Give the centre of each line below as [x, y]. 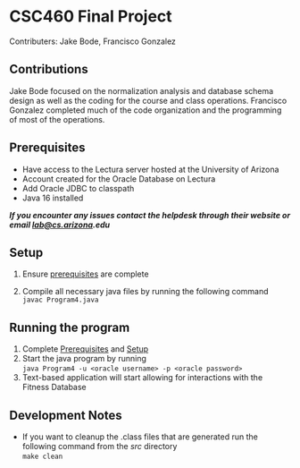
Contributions [49, 69]
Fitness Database [54, 387]
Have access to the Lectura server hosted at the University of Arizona [150, 169]
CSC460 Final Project [91, 17]
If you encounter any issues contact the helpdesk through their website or [150, 215]
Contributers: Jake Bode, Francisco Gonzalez [93, 41]
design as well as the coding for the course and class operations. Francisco [148, 100]
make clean [42, 456]
